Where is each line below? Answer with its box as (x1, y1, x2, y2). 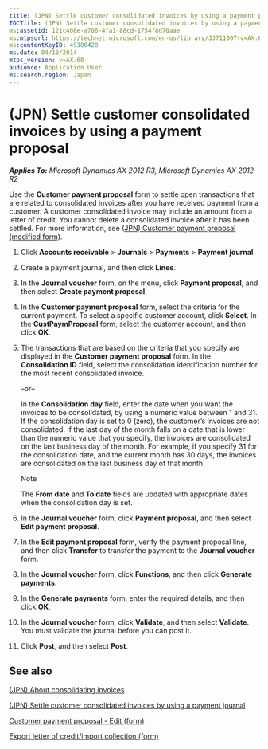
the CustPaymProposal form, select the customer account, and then (20, 319, 246, 328)
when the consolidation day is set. (20, 497, 134, 507)
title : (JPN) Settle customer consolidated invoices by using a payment (9, 11, 255, 20)
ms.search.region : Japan (9, 71, 91, 79)
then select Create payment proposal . (20, 286, 148, 296)
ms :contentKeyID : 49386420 (9, 41, 99, 49)
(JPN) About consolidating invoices (9, 685, 125, 695)
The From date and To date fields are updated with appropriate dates (20, 489, 249, 499)
